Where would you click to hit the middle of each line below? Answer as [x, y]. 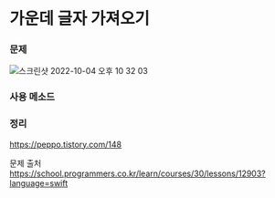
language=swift [39, 182]
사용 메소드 [32, 97]
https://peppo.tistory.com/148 [65, 144]
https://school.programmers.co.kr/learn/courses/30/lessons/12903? [138, 173]
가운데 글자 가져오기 [80, 19]
